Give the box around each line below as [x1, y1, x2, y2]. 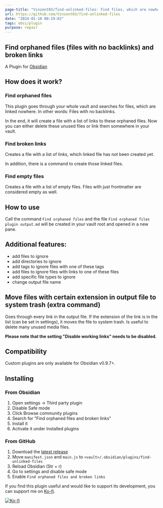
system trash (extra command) [5, 301, 101, 309]
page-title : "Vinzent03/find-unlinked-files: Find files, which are [5, 7, 147, 12]
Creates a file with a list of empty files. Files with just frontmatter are [5, 184, 142, 190]
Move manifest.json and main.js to [12, 454, 83, 460]
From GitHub [5, 438, 35, 445]
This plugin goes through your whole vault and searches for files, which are [5, 103, 156, 109]
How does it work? [5, 78, 63, 86]
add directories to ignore [12, 258, 62, 264]
